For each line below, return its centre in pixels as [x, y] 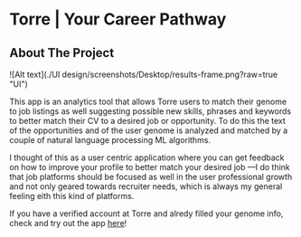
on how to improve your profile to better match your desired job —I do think [150, 167]
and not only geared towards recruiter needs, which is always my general [146, 186]
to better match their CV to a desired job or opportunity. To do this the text [148, 121]
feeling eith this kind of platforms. [72, 196]
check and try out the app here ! [68, 223]
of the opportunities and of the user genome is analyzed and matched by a [149, 130]
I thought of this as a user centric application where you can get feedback [147, 157]
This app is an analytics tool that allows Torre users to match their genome [148, 101]
